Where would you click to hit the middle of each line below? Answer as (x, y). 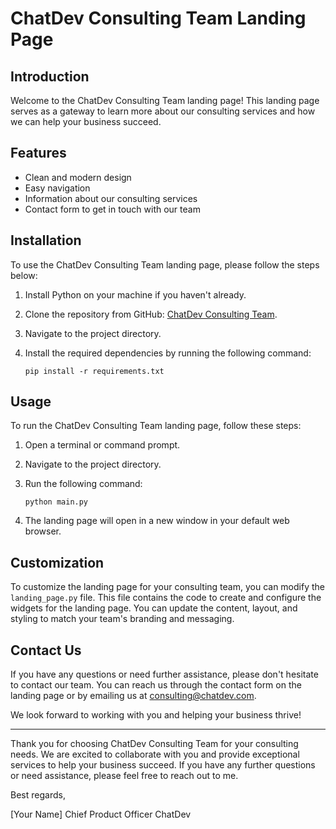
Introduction (50, 76)
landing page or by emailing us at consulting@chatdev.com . (133, 696)
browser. (43, 531)
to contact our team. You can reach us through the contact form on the (156, 685)
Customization (57, 562)
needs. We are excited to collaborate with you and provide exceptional (155, 754)
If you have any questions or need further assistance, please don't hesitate (164, 674)
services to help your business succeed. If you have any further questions (163, 765)
